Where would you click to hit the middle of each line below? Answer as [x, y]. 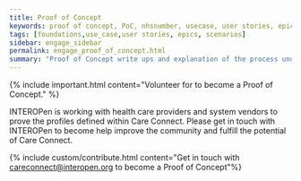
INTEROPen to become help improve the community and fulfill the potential [148, 130]
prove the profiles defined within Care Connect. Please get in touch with [142, 121]
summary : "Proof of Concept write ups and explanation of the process [144, 59]
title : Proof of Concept [56, 17]
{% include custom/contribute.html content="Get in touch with [125, 157]
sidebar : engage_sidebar [56, 43]
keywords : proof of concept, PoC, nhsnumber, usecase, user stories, [142, 26]
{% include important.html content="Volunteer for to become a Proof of [141, 85]
